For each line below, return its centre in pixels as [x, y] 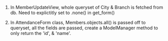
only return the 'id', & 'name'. [41, 33]
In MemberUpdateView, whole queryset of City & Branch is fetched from [87, 7]
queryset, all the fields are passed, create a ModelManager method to [84, 28]
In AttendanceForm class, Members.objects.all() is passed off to [78, 23]
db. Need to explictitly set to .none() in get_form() [62, 13]
